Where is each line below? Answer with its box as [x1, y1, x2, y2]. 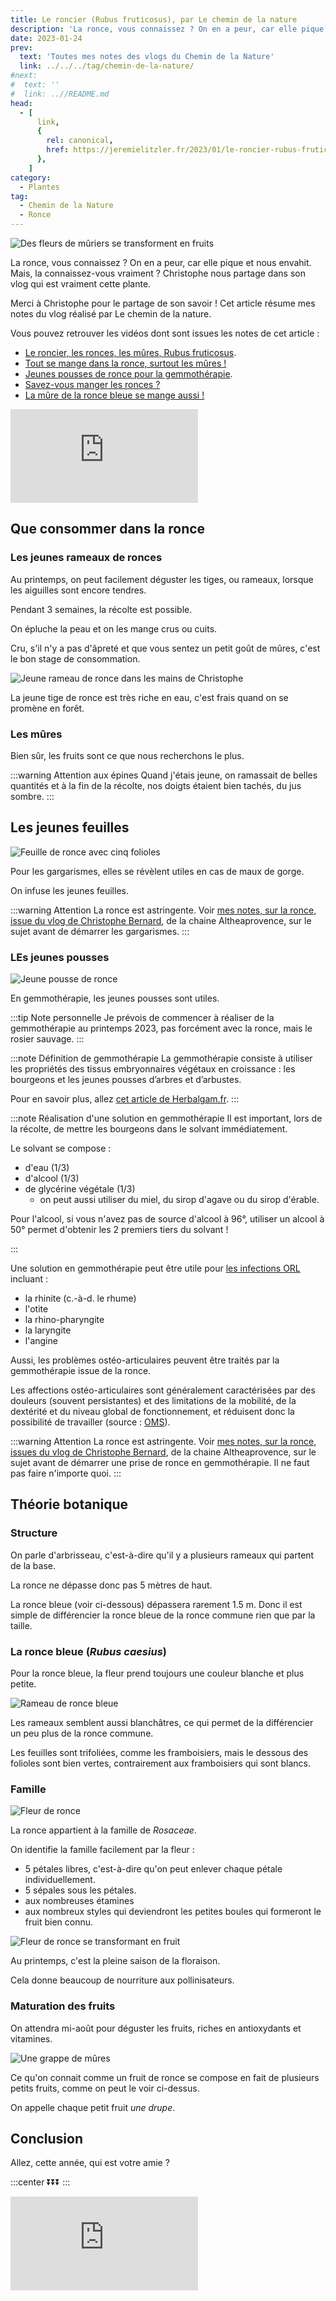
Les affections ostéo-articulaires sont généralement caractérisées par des [10, 1384, 316, 1396]
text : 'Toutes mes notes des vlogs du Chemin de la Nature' [19, 52, 275, 62]
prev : [10, 42, 33, 53]
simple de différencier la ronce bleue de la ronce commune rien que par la [10, 1609, 316, 1621]
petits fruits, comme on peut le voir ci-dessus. [10, 2082, 200, 2094]
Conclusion [10, 2131, 84, 2148]
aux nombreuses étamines [24, 1895, 135, 1907]
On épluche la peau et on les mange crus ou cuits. [10, 622, 218, 635]
